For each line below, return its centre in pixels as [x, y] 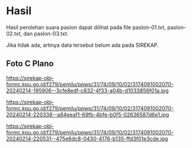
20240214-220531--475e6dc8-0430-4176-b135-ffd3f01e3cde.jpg [87, 139]
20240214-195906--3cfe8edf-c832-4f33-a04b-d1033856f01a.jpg [87, 91]
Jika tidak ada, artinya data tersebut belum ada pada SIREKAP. [82, 45]
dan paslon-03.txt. [46, 33]
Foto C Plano [30, 64]
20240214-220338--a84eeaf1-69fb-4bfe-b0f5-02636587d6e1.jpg [88, 114]
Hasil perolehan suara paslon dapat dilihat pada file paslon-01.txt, [86, 27]
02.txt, [14, 33]
